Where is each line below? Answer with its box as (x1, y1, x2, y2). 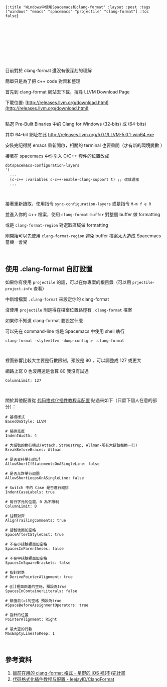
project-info (5, 286, 33, 291)
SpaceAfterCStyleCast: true (5, 532, 64, 537)
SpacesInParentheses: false (5, 546, 64, 551)
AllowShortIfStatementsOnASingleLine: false (5, 461, 100, 466)
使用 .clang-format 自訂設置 (5, 265, 93, 273)
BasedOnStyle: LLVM (5, 419, 46, 424)
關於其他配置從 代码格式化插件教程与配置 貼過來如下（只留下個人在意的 (5, 397, 153, 403)
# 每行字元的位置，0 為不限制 (5, 499, 59, 504)
